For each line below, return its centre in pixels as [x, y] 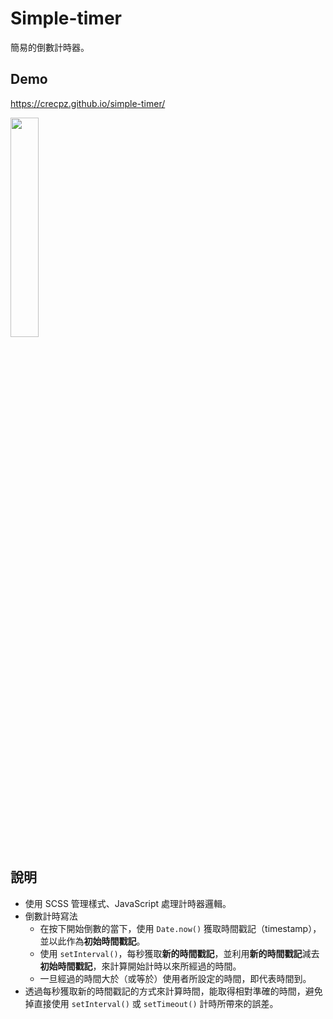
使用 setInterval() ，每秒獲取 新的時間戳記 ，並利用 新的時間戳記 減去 [179, 953]
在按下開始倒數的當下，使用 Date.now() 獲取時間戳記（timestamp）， [180, 928]
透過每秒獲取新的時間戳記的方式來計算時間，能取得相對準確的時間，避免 [173, 991]
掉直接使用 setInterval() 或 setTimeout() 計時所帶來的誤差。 [151, 1003]
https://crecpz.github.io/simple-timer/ [88, 103]
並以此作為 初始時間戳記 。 [92, 941]
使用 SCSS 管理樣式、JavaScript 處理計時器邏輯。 [128, 903]
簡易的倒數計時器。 [50, 47]
